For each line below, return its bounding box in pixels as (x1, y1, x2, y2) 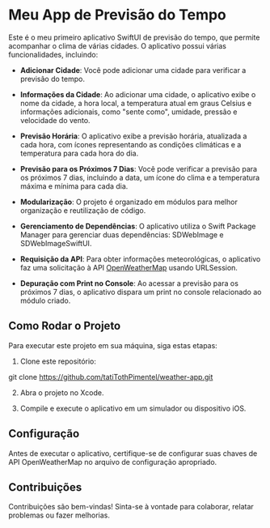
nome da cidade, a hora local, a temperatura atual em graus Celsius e (19, 98, 252, 108)
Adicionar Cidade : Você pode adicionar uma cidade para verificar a (19, 65, 247, 75)
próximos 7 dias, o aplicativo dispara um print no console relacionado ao (19, 287, 262, 296)
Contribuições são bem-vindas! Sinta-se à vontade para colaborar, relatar (8, 502, 255, 512)
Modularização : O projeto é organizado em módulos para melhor (19, 197, 238, 207)
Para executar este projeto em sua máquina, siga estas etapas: (8, 340, 218, 350)
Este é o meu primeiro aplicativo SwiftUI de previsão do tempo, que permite (8, 32, 260, 42)
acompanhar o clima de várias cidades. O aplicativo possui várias (8, 40, 226, 50)
